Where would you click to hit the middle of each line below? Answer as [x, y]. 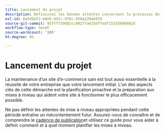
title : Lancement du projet [34, 10]
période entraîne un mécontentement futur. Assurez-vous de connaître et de [82, 115]
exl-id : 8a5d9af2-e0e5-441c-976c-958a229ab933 [54, 19]
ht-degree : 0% [20, 37]
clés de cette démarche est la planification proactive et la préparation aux [80, 89]
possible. [14, 100]
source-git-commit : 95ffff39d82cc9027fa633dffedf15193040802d [70, 23]
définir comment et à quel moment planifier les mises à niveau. [69, 125]
